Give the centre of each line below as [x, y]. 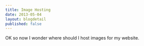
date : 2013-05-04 [23, 14]
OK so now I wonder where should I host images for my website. [72, 38]
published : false [23, 24]
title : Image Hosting [28, 10]
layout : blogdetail [26, 19]
